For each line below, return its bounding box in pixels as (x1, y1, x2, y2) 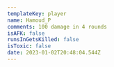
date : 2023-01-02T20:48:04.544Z (7, 50, 101, 57)
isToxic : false (7, 43, 51, 50)
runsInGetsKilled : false (7, 36, 79, 43)
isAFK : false (7, 29, 45, 37)
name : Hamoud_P (7, 17, 51, 24)
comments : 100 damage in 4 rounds (7, 23, 108, 30)
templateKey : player (7, 10, 67, 17)
